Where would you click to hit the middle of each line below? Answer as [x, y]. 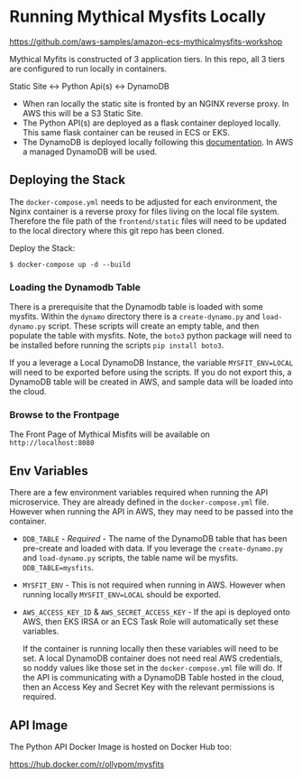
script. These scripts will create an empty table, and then [154, 326]
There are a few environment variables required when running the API [139, 493]
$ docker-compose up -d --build [70, 264]
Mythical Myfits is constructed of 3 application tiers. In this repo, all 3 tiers [147, 59]
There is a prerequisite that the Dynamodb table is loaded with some [136, 307]
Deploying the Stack [68, 180]
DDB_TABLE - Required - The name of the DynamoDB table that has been [155, 539]
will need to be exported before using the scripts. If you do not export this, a [151, 373]
